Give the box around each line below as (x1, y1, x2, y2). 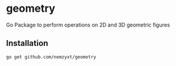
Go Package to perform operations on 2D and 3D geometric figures (6, 21, 170, 28)
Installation (6, 38, 48, 48)
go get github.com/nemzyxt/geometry (6, 54, 96, 60)
